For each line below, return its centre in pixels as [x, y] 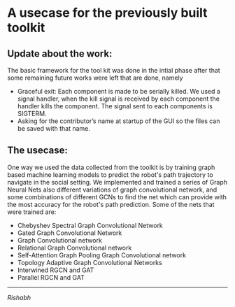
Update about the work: [60, 53]
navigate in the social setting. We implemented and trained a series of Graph [117, 182]
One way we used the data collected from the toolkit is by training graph [111, 167]
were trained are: [32, 212]
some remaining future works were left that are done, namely [95, 78]
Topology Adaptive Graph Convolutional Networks [90, 262]
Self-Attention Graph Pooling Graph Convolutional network [102, 255]
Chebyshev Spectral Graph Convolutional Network [90, 225]
